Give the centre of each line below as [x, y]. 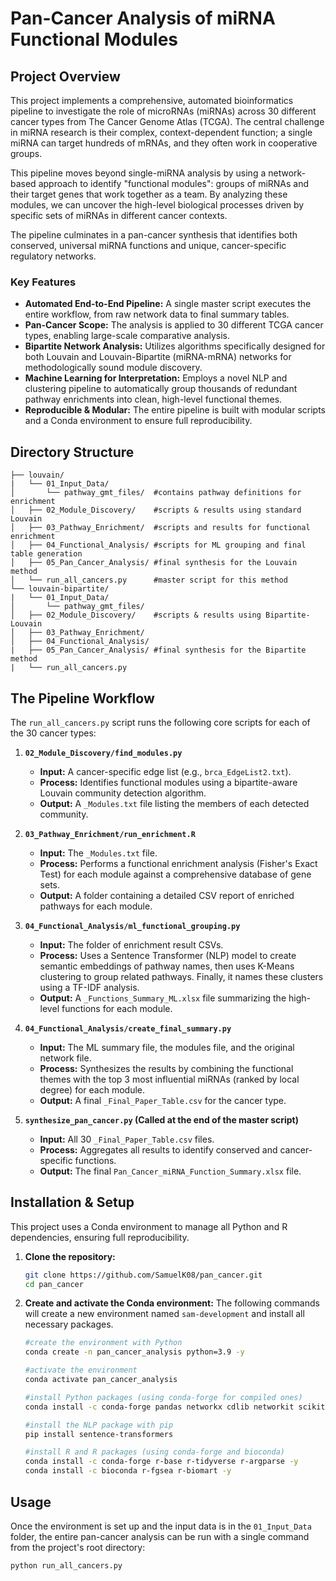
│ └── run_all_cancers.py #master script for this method [149, 580]
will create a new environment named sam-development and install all [164, 1314]
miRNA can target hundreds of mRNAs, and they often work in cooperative [164, 143]
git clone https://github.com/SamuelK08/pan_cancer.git [143, 1275]
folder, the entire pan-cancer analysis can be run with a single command [160, 1536]
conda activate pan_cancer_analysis [101, 1380]
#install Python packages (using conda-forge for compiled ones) [163, 1397]
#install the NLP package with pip [99, 1425]
